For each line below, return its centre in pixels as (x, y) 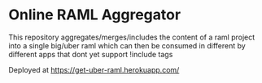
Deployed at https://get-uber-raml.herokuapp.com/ (94, 69)
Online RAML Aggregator (95, 15)
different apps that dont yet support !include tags (91, 54)
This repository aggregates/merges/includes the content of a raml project (132, 37)
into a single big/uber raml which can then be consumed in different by (127, 45)
